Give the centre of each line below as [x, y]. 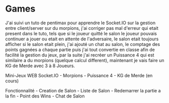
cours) [12, 81]
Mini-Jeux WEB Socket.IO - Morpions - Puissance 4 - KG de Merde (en [79, 75]
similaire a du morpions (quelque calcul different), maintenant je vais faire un [85, 60]
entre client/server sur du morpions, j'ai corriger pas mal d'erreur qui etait [82, 28]
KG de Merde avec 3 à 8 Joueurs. [40, 66]
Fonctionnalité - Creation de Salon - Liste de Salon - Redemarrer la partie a [83, 90]
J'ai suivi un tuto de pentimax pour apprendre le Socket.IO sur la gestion [80, 23]
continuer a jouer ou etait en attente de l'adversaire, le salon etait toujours [82, 39]
